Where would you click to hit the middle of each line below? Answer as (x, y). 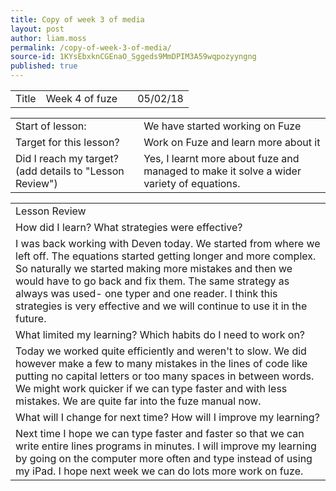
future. (31, 318)
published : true (44, 66)
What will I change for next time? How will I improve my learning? (167, 417)
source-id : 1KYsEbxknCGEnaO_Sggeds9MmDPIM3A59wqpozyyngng (133, 57)
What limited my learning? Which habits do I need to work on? (160, 334)
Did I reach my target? (67, 158)
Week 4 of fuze (81, 98)
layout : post (37, 29)
